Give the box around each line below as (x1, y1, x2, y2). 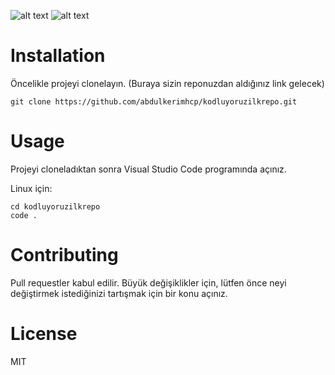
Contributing (10, 244, 119, 267)
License (10, 323, 78, 345)
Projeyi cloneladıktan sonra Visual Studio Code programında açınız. (10, 163, 287, 175)
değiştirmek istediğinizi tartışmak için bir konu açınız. (10, 287, 228, 299)
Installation (10, 45, 106, 67)
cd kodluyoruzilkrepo (10, 201, 101, 212)
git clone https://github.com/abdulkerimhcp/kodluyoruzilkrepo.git (10, 96, 298, 107)
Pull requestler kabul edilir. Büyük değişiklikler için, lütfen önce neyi (10, 276, 287, 289)
